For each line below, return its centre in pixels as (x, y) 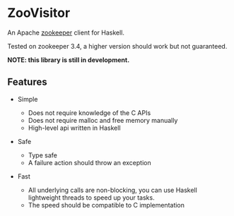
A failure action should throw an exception (89, 162)
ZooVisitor (39, 13)
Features (27, 82)
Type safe (43, 155)
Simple (28, 99)
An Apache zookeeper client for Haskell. (66, 32)
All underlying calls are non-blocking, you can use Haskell (113, 190)
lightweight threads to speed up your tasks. (91, 197)
